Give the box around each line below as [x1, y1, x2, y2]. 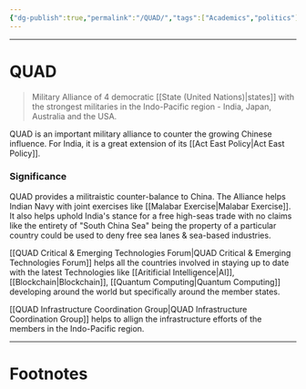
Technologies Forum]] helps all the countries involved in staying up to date [9, 257, 290, 268]
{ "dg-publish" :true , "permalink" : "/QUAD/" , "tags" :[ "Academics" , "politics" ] [9, 13, 300, 23]
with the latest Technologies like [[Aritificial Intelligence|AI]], [9, 266, 235, 278]
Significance [9, 170, 67, 183]
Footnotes [9, 363, 88, 384]
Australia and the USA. [31, 110, 117, 121]
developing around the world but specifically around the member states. [9, 286, 280, 297]
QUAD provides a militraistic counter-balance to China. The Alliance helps [9, 190, 287, 201]
